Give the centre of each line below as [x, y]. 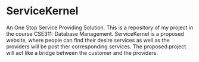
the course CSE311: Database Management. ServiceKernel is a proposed [95, 33]
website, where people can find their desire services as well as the [88, 40]
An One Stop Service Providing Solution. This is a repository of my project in [100, 27]
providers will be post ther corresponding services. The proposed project [96, 46]
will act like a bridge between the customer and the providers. [82, 52]
